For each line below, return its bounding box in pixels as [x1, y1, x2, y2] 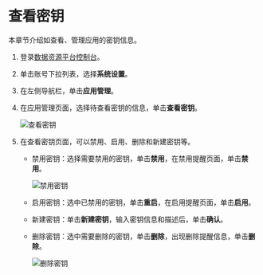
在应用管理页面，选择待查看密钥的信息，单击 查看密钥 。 [19, 103, 202, 112]
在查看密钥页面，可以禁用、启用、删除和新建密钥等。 [19, 136, 195, 146]
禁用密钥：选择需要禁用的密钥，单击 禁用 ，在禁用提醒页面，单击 [31, 153, 241, 163]
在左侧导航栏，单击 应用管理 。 [19, 85, 118, 96]
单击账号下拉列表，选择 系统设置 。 [19, 69, 132, 78]
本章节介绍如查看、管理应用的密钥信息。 [8, 35, 141, 45]
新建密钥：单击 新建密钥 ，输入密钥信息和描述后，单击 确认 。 [31, 214, 228, 224]
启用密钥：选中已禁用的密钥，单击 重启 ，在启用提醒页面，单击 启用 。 [31, 197, 256, 207]
